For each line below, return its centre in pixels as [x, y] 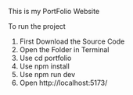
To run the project [37, 26]
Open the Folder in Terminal [64, 49]
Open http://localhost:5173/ [63, 83]
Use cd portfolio [45, 58]
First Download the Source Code [72, 41]
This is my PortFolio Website [54, 11]
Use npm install [45, 66]
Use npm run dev [47, 74]
